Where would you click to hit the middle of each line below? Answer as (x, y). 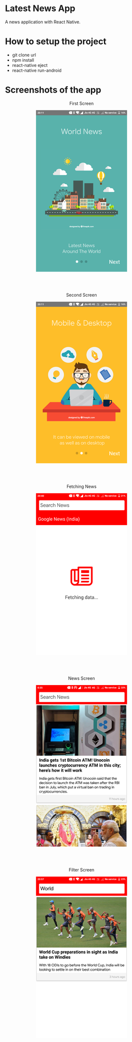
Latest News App (40, 8)
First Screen (82, 103)
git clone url (24, 55)
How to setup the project (56, 41)
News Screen (82, 678)
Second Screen (82, 295)
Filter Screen (82, 870)
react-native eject (30, 65)
